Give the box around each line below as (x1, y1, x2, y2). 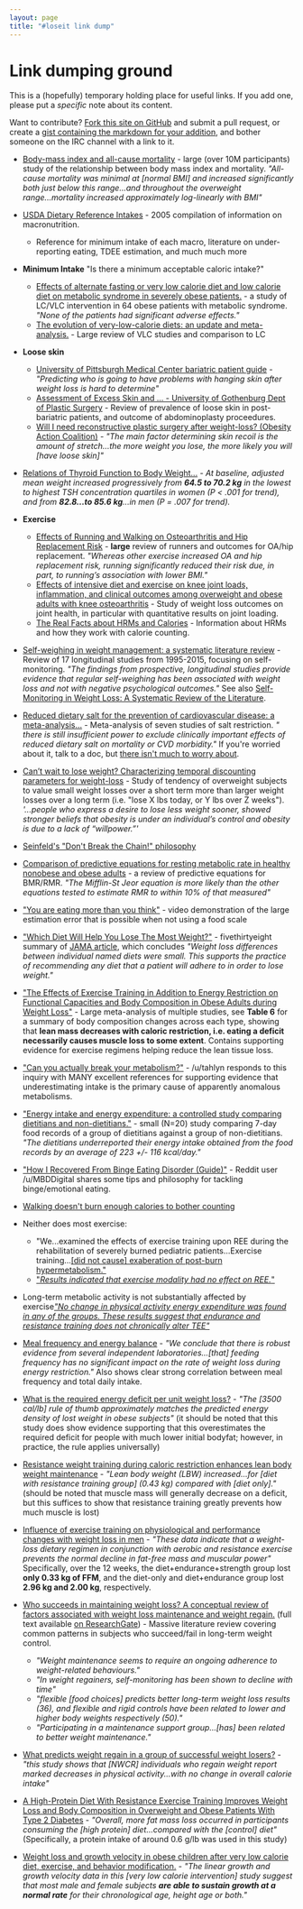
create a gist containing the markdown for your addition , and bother (9, 127, 262, 138)
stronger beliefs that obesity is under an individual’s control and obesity (22, 813, 290, 825)
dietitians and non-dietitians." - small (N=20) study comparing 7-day (22, 1118, 278, 1129)
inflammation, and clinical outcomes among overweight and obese (35, 589, 283, 600)
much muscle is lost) (22, 1507, 100, 1518)
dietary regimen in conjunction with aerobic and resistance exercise (40, 1544, 293, 1555)
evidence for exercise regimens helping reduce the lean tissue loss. (22, 1045, 274, 1056)
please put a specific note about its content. (9, 100, 173, 111)
